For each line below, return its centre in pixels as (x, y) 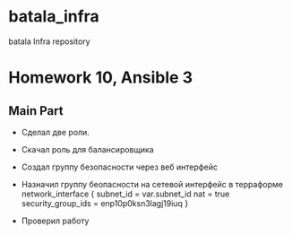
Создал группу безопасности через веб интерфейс (120, 167)
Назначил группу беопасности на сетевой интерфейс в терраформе (152, 184)
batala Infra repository (49, 41)
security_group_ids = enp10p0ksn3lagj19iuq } (105, 203)
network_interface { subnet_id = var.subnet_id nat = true (125, 194)
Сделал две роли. (56, 132)
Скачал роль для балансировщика (87, 149)
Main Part (36, 111)
